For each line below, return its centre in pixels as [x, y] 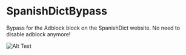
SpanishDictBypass [57, 11]
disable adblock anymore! [38, 34]
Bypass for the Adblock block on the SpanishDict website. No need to [93, 28]
